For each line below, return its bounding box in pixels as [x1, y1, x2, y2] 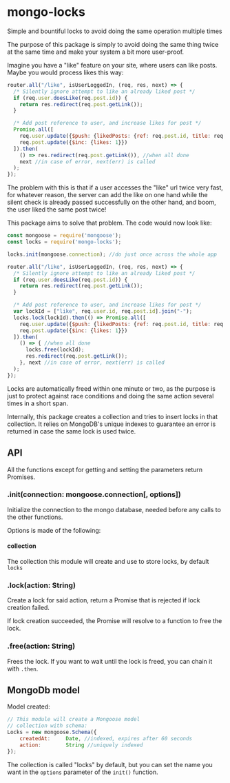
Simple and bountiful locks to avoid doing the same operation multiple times [7, 27, 222, 35]
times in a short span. [7, 399, 69, 407]
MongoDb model [7, 684, 81, 696]
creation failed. [7, 604, 50, 612]
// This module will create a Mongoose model [7, 716, 140, 723]
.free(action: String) [7, 642, 76, 651]
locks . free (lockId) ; [25, 346, 85, 354]
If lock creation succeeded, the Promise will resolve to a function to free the [7, 617, 222, 625]
